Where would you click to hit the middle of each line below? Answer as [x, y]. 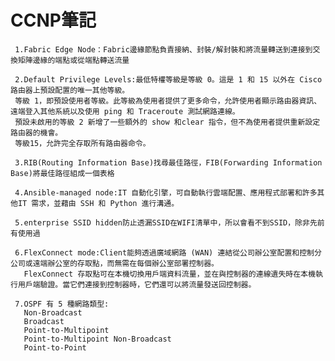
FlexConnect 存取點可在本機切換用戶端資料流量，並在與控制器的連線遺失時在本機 [169, 274]
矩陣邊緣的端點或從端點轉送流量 [73, 60]
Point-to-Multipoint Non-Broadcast [97, 339]
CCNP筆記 [53, 20]
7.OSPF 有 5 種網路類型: [62, 304]
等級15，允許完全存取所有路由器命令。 [82, 143]
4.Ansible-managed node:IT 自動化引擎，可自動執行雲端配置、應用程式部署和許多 [166, 192]
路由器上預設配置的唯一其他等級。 [70, 90]
